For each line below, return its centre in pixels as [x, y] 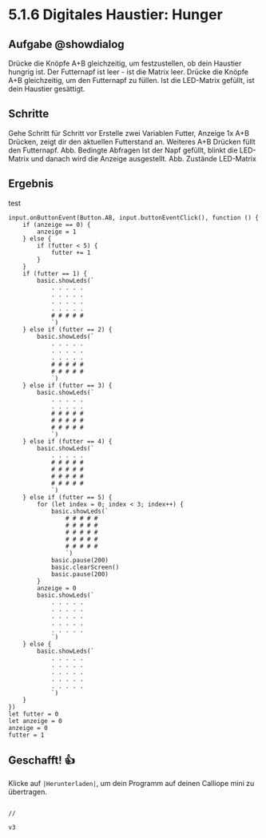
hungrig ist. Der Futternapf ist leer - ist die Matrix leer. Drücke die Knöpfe [129, 72]
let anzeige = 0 [35, 721]
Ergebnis [31, 184]
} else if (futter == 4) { [67, 441]
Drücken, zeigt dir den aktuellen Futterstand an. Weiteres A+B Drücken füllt [132, 141]
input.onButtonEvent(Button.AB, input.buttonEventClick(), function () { [134, 217]
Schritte [29, 114]
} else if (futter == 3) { [67, 385]
